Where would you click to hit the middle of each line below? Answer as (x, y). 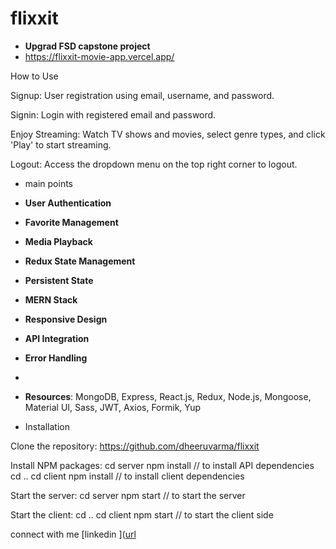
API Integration (57, 338)
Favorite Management (71, 222)
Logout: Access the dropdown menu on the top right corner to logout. (154, 164)
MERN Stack (51, 299)
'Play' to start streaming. (61, 144)
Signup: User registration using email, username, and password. (142, 95)
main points (48, 183)
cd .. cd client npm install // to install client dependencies (127, 476)
